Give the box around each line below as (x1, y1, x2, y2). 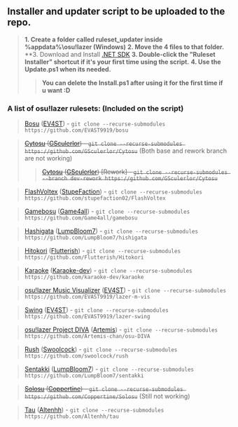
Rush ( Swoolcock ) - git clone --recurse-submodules (24, 345, 178, 353)
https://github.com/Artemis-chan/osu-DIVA (24, 333, 150, 340)
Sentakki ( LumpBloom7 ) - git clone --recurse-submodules (24, 365, 195, 374)
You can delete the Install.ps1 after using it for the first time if (41, 79, 223, 87)
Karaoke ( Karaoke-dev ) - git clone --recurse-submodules (24, 266, 192, 275)
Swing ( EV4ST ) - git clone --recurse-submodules (24, 306, 169, 314)
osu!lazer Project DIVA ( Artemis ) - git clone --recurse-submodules (24, 325, 218, 334)
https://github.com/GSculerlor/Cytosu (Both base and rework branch (24, 147, 227, 155)
